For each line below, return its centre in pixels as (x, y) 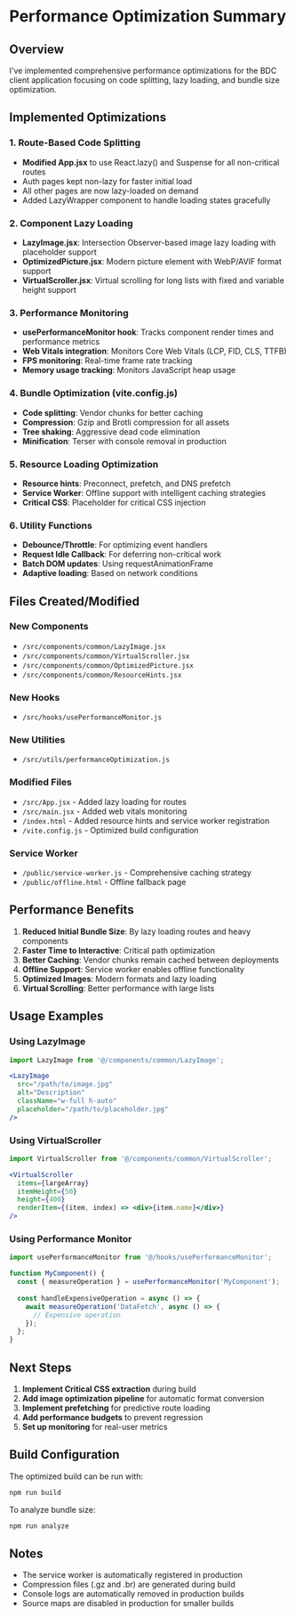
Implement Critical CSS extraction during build (109, 1389)
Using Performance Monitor (71, 1239)
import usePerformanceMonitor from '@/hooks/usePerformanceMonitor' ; (141, 1257)
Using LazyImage (48, 1042)
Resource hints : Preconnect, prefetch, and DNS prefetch (126, 483)
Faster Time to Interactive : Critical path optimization (119, 950)
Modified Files (41, 783)
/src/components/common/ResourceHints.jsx (102, 675)
